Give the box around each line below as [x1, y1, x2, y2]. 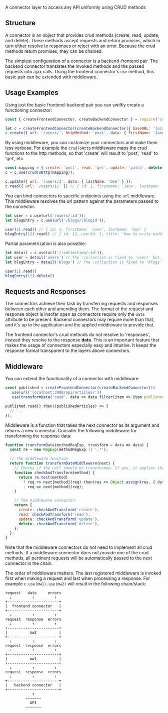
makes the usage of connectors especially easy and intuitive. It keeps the [5, 342, 156, 348]
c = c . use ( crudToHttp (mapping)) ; [5, 170, 75, 175]
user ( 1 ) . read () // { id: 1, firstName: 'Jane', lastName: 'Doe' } [5, 227, 146, 232]
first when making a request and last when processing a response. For [5, 575, 150, 581]
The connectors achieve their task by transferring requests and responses [5, 301, 158, 307]
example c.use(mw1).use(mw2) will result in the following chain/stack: [5, 581, 146, 587]
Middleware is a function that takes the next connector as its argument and [5, 422, 160, 428]
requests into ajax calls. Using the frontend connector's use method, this [5, 68, 154, 74]
